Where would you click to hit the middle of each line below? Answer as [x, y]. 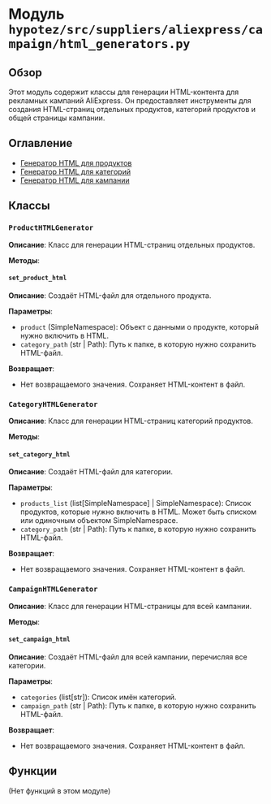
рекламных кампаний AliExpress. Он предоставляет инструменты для [130, 101]
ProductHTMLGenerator [51, 228]
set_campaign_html [39, 640]
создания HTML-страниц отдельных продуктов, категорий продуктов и [132, 109]
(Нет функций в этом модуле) [60, 791]
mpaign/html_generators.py [99, 44]
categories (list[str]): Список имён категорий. [98, 697]
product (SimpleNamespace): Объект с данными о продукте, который [140, 326]
